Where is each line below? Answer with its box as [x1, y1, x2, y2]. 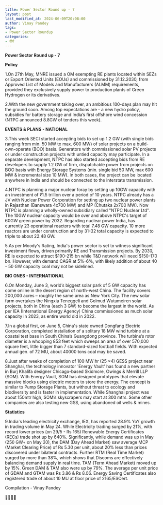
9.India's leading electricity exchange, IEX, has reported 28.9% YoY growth [5, 418, 155, 424]
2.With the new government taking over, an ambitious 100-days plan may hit [5, 101, 157, 107]
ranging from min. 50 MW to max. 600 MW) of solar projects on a [5, 141, 136, 147]
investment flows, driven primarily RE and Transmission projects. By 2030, [5, 248, 154, 253]
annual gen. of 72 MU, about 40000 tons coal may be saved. [5, 349, 127, 354]
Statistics [5, 409, 25, 415]
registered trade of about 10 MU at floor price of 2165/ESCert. [5, 475, 129, 481]
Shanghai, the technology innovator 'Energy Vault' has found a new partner [5, 363, 156, 369]
